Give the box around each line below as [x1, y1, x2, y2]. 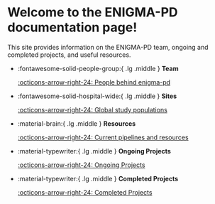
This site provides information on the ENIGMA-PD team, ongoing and [7, 43, 209, 51]
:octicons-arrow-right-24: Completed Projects [17, 188, 153, 196]
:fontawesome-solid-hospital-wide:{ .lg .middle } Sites [17, 92, 177, 100]
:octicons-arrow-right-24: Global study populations [17, 105, 168, 114]
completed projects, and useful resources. [7, 50, 131, 59]
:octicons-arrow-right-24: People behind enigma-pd [17, 77, 171, 86]
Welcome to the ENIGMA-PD [7, 4, 179, 21]
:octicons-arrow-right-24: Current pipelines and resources [17, 133, 189, 141]
